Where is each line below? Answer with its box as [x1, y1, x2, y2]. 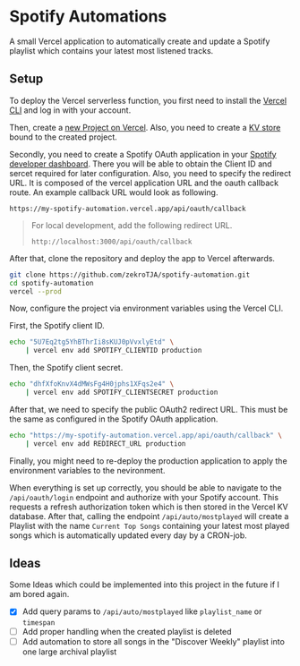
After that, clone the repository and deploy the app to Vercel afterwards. [9, 252, 276, 263]
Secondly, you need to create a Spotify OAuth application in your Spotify [9, 149, 277, 159]
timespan [21, 618, 56, 628]
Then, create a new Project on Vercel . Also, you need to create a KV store [9, 122, 281, 132]
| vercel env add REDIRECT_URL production [25, 439, 186, 448]
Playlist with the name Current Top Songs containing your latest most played [9, 520, 290, 531]
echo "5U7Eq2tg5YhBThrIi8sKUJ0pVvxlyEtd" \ [9, 337, 175, 346]
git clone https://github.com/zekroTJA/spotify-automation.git [9, 270, 251, 279]
